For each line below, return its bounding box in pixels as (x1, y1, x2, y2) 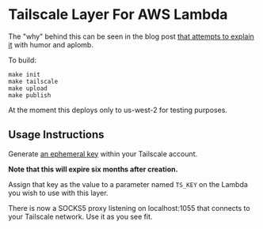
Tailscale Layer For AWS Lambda (8, 6, 228, 24)
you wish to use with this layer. (8, 188, 109, 197)
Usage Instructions (8, 128, 105, 141)
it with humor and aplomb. (8, 39, 93, 49)
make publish (8, 91, 51, 99)
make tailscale (8, 77, 59, 85)
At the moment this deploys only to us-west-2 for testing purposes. (8, 105, 228, 114)
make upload (8, 84, 48, 92)
